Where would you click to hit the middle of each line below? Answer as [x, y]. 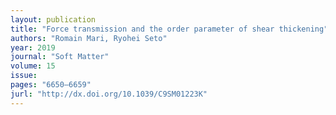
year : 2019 [33, 47]
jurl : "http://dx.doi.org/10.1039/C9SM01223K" [109, 94]
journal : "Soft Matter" [60, 57]
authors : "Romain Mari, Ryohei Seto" [89, 38]
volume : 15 [33, 66]
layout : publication [53, 19]
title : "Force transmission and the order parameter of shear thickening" [169, 29]
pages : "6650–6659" [51, 85]
